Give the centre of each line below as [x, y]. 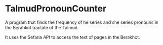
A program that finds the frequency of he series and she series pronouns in [82, 22]
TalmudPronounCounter [56, 9]
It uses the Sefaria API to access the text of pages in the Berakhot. [73, 37]
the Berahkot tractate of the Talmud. [42, 27]
